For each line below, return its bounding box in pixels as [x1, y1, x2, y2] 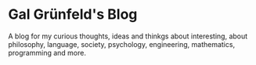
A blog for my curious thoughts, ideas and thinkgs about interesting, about [8, 31, 248, 41]
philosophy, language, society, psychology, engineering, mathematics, [8, 39, 236, 49]
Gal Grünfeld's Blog [8, 5, 138, 23]
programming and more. [8, 48, 86, 57]
